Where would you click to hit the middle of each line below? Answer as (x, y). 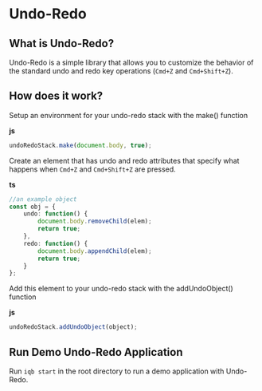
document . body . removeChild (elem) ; (95, 221)
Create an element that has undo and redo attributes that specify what (124, 160)
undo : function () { (56, 214)
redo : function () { (56, 243)
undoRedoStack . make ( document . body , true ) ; (80, 145)
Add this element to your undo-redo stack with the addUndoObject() (121, 289)
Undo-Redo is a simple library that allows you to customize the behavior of (131, 62)
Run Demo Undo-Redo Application (96, 352)
